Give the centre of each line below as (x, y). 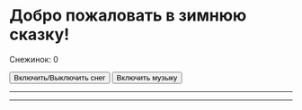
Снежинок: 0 (34, 59)
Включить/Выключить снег (60, 77)
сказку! (40, 34)
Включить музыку (147, 77)
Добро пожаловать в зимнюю (128, 16)
